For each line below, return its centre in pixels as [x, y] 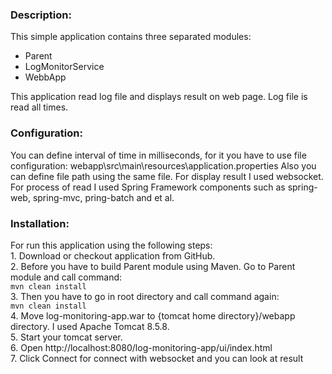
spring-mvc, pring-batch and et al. [103, 197]
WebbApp [45, 77]
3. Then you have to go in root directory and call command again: [145, 296]
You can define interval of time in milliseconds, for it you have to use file [158, 155]
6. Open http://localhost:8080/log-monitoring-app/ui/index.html [141, 347]
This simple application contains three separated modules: [131, 37]
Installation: [40, 223]
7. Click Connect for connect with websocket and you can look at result [157, 358]
